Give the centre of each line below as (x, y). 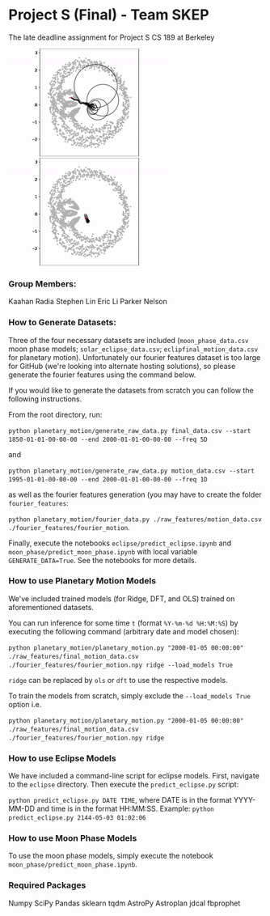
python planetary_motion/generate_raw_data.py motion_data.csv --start (131, 471)
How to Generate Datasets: (63, 323)
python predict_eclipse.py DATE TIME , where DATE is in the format (120, 800)
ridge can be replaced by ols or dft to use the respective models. (118, 680)
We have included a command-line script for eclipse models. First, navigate (134, 776)
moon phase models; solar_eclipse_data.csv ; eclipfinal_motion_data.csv (133, 349)
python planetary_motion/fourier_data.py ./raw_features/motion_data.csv (135, 519)
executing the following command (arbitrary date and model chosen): (124, 631)
